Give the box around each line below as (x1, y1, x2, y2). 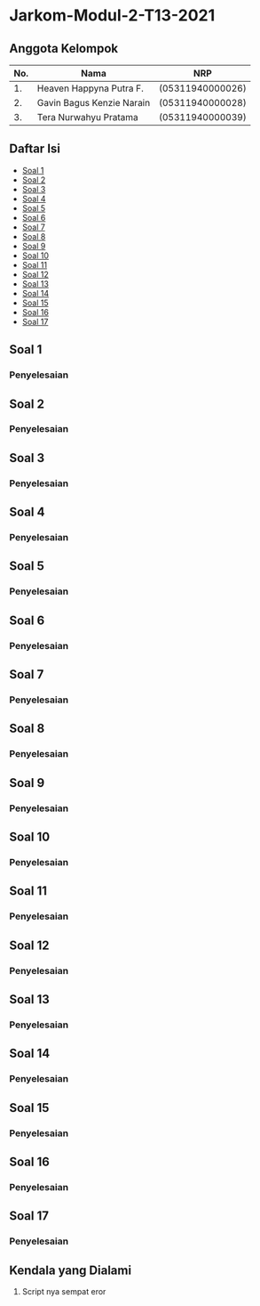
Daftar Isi (9, 142, 60, 157)
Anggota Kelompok (9, 41, 118, 56)
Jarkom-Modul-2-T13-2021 (9, 5, 216, 26)
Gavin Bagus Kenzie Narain (36, 97, 151, 109)
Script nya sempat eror (21, 1286, 106, 1296)
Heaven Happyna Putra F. (36, 82, 145, 94)
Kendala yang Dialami (9, 1262, 131, 1278)
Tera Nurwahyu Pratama (36, 111, 139, 123)
